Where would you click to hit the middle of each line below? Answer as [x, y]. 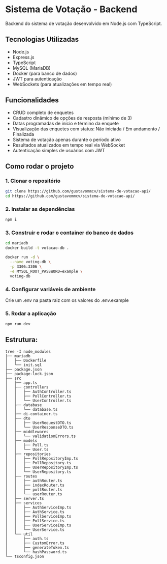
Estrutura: [22, 340]
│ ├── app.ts [21, 383]
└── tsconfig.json [25, 556]
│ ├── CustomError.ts [35, 543]
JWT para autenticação [37, 79]
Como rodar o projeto [40, 166]
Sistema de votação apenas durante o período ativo [66, 139]
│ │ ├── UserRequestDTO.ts [38, 423]
